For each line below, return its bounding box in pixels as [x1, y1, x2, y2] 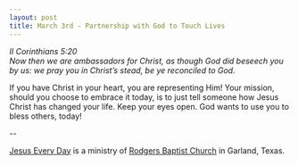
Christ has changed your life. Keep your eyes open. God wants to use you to [9, 101, 290, 111]
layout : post [9, 12, 58, 22]
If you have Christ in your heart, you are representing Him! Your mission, [9, 82, 275, 93]
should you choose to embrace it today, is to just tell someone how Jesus [9, 91, 279, 103]
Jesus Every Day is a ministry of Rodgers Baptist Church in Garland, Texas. [9, 144, 286, 156]
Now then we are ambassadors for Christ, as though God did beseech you [9, 55, 284, 66]
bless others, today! [9, 111, 82, 121]
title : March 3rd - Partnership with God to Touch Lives [9, 21, 226, 30]
